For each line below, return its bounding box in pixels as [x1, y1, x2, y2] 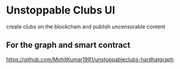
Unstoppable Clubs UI [6, 4, 116, 17]
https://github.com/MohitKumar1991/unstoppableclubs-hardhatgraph [6, 55, 174, 63]
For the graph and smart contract [6, 40, 131, 50]
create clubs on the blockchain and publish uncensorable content [6, 23, 165, 30]
